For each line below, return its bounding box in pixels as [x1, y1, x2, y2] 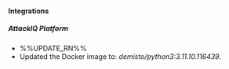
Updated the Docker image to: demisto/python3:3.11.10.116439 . [19, 51, 222, 61]
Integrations [8, 6, 49, 16]
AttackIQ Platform [8, 24, 69, 33]
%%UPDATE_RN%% [19, 43, 88, 53]
